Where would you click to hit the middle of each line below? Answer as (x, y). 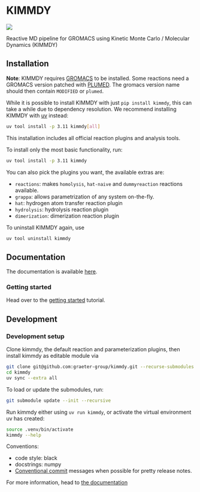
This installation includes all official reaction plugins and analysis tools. (93, 138)
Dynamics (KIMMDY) (32, 45)
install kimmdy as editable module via (52, 356)
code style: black (36, 458)
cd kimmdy (19, 373)
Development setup (35, 336)
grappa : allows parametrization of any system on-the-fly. (84, 197)
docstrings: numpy (38, 464)
